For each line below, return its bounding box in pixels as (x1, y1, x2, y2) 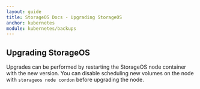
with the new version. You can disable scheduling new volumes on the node (6, 70, 194, 77)
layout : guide (6, 8, 42, 15)
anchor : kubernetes (6, 20, 55, 26)
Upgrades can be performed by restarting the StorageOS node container (6, 63, 186, 70)
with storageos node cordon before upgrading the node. (6, 76, 144, 84)
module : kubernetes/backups (6, 25, 77, 32)
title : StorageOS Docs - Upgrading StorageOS (6, 14, 122, 20)
